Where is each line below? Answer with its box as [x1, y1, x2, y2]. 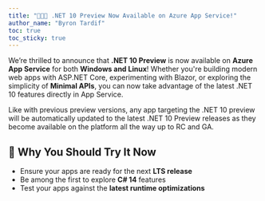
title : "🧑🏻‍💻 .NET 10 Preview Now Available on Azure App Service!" [8, 11, 238, 20]
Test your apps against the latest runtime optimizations [19, 183, 205, 193]
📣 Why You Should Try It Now [8, 145, 157, 159]
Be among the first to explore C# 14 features [19, 175, 166, 184]
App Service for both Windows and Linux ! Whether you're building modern [8, 65, 258, 74]
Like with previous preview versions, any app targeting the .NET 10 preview [8, 105, 255, 115]
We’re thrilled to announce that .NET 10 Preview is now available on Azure [8, 56, 254, 65]
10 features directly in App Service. [8, 89, 124, 100]
